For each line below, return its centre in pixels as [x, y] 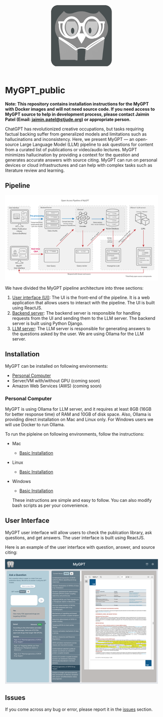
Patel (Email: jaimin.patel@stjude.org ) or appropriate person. [68, 119]
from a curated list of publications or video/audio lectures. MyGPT [71, 149]
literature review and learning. [35, 170]
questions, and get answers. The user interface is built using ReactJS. [75, 538]
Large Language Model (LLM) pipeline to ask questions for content [87, 144]
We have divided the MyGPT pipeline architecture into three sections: [74, 288]
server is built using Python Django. [48, 323]
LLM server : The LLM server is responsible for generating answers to [81, 328]
